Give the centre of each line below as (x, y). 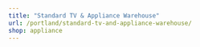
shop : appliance (35, 30)
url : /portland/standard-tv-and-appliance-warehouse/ (100, 23)
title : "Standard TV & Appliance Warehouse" (84, 16)
